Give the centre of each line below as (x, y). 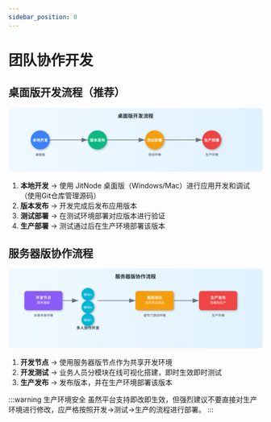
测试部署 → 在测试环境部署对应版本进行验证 (93, 215)
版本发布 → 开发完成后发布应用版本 (79, 205)
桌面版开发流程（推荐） (67, 93)
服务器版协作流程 (51, 254)
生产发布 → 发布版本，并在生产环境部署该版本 (96, 382)
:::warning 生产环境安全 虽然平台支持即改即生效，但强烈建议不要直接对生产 (133, 399)
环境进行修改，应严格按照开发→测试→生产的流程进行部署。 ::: (111, 409)
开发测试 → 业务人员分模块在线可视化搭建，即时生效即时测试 (121, 372)
